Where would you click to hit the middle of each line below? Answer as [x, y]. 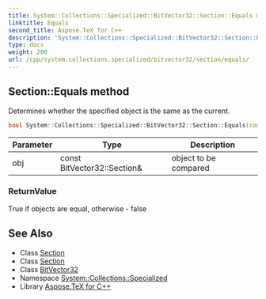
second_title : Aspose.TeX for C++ [65, 30]
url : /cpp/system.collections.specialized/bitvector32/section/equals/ [129, 60]
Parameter [32, 145]
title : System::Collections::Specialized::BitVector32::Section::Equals [131, 15]
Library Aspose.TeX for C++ [65, 286]
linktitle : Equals [38, 23]
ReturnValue [32, 191]
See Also [30, 234]
